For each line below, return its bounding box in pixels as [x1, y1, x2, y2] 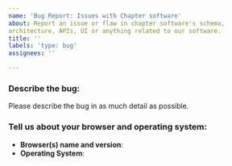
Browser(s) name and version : [19, 139, 123, 149]
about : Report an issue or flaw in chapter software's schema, [8, 19, 226, 27]
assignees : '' [8, 49, 56, 57]
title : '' [8, 34, 42, 43]
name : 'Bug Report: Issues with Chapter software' [8, 11, 182, 20]
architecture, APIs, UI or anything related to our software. [8, 27, 222, 35]
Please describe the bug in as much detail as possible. [8, 102, 189, 111]
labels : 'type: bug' [8, 42, 78, 50]
